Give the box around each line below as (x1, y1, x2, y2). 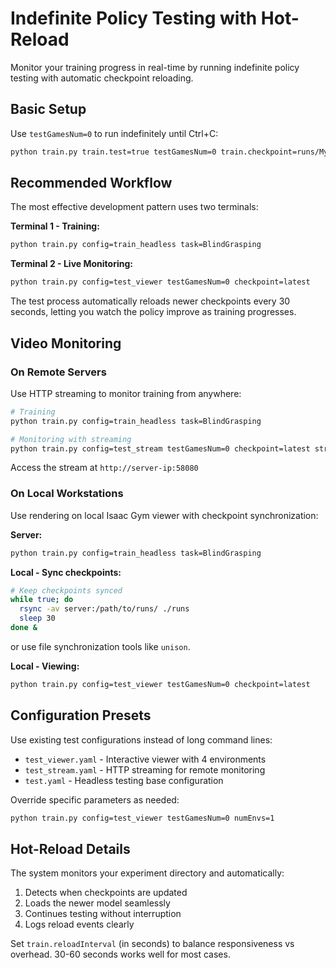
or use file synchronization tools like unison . (10, 640, 191, 652)
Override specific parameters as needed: (10, 793, 180, 806)
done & (10, 623, 38, 633)
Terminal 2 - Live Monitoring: (10, 258, 133, 270)
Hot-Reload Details (10, 840, 131, 857)
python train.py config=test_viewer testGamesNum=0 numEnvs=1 (10, 813, 275, 823)
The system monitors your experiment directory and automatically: (10, 867, 285, 879)
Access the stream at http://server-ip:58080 (10, 462, 199, 474)
